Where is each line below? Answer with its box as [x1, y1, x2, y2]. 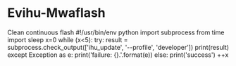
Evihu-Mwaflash [7, 5, 106, 21]
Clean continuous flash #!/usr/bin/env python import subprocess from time [7, 28, 225, 37]
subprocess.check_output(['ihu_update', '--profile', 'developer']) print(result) [7, 43, 230, 51]
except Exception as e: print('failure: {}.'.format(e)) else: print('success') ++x [7, 51, 229, 59]
